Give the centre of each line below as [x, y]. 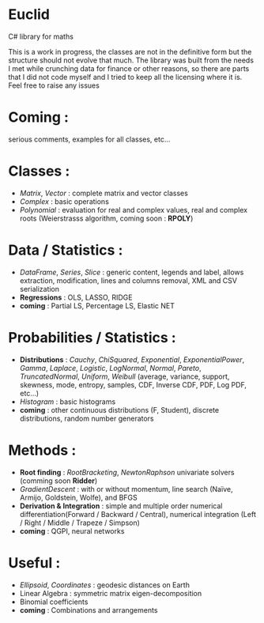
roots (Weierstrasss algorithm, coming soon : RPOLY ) [106, 218]
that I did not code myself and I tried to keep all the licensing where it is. [125, 77]
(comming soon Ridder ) [58, 481]
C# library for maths [41, 36]
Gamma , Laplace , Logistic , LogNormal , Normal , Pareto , [110, 368]
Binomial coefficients [54, 602]
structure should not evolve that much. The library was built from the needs [131, 60]
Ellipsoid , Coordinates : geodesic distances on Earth [104, 585]
